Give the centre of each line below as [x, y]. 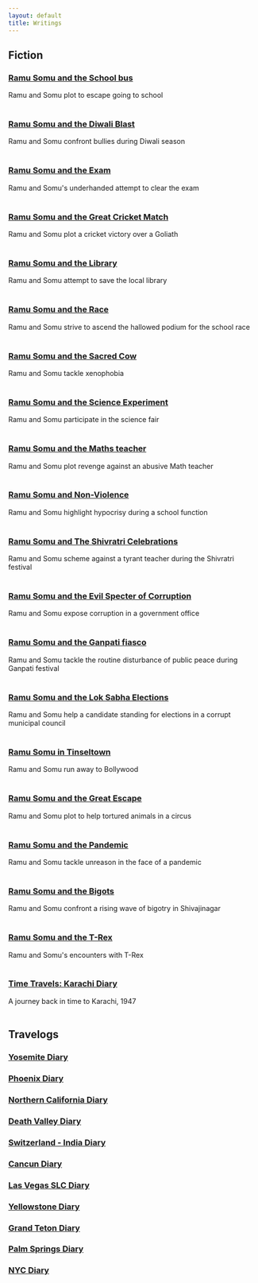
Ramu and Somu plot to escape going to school [86, 95]
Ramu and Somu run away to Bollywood [73, 769]
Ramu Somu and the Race [59, 309]
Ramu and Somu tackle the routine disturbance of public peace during [123, 660]
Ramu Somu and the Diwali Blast [71, 124]
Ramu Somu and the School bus [71, 78]
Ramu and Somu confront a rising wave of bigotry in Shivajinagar [114, 909]
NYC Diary [29, 1270]
